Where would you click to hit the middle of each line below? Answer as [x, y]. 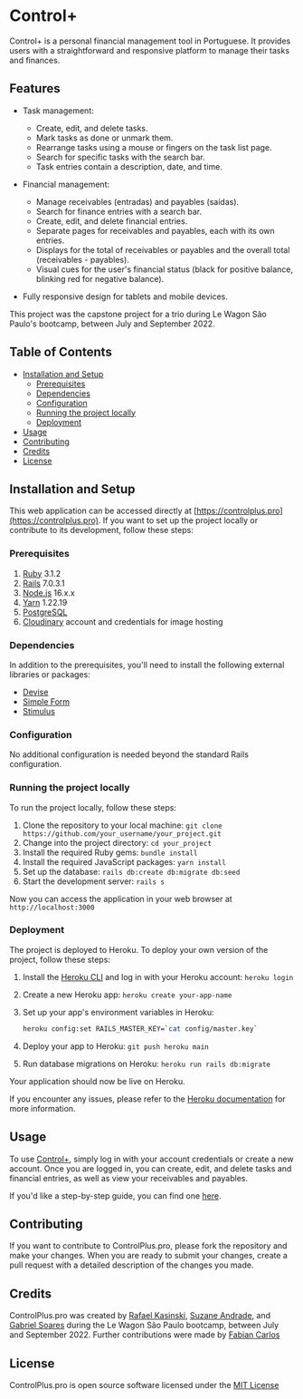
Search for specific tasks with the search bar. [120, 157]
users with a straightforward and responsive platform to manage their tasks [150, 50]
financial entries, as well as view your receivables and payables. [129, 1178]
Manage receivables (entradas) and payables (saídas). [137, 201]
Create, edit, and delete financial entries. [112, 221]
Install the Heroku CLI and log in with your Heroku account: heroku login [158, 976]
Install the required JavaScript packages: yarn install [124, 861]
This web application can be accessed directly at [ [103, 511]
